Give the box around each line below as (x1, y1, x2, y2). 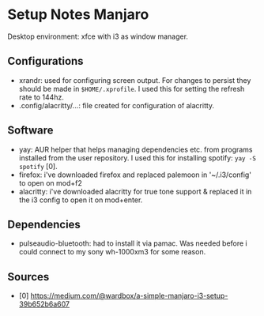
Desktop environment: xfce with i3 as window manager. (7, 32, 189, 41)
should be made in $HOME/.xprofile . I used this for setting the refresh (18, 84, 245, 93)
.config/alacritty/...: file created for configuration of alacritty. (18, 100, 215, 110)
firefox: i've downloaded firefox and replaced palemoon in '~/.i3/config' (18, 170, 252, 179)
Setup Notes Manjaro (7, 6, 149, 24)
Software (7, 124, 54, 137)
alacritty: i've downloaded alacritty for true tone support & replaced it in (18, 186, 252, 196)
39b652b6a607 (18, 299, 70, 309)
